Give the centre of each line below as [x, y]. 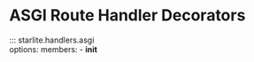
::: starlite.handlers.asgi [52, 40]
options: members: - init [53, 49]
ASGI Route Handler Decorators [127, 15]
